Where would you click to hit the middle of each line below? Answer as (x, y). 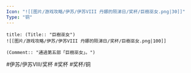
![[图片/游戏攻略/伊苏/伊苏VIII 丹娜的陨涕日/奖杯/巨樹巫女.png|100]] (86, 41)
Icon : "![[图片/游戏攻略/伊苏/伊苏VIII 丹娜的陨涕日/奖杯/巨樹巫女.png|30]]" (96, 12)
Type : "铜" (20, 17)
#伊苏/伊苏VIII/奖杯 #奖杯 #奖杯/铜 (49, 64)
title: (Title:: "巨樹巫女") (41, 34)
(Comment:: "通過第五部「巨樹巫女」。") (51, 52)
